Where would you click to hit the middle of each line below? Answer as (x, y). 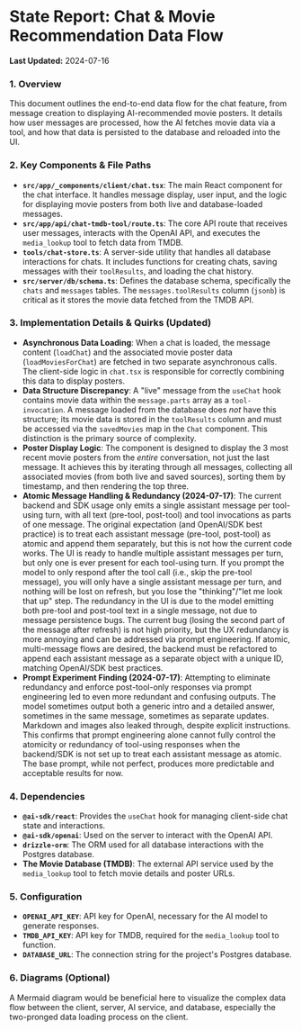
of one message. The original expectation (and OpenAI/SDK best (142, 524)
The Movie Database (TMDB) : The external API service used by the (148, 864)
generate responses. (61, 926)
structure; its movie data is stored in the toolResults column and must (152, 419)
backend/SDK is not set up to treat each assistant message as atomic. (152, 754)
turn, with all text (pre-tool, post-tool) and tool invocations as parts (168, 514)
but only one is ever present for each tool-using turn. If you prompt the (153, 562)
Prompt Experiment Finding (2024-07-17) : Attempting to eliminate (146, 677)
